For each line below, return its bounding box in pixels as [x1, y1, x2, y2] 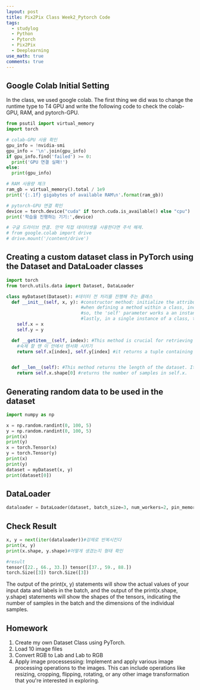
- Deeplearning [11, 48, 49, 54]
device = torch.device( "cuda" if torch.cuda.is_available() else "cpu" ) [6, 208, 190, 215]
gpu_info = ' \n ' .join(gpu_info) [6, 148, 86, 154]
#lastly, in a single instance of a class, [80, 316, 190, 322]
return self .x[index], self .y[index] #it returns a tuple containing [17, 349, 193, 355]
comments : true [6, 58, 44, 64]
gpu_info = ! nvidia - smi [6, 142, 65, 148]
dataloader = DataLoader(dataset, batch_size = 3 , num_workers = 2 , [6, 505, 169, 511]
